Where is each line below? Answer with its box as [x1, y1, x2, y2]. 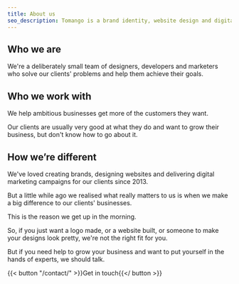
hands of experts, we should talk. [7, 255, 105, 263]
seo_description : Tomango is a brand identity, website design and [7, 17, 212, 24]
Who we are [7, 43, 62, 55]
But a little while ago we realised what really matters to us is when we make [7, 191, 228, 200]
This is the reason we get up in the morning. [7, 212, 137, 221]
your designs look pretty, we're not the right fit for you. [7, 234, 168, 242]
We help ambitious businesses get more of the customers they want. [7, 109, 208, 118]
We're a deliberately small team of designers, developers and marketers [7, 62, 218, 71]
